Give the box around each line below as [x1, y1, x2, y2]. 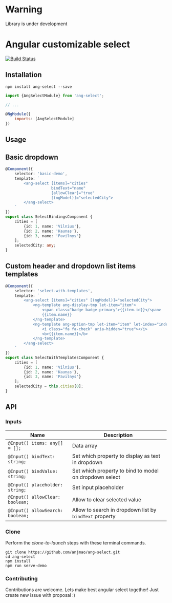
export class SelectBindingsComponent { [5, 214, 93, 219]
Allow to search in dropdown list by [72, 506, 157, 513]
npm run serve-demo [5, 563, 47, 568]
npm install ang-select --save [5, 84, 72, 89]
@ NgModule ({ [5, 111, 31, 117]
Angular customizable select [5, 39, 131, 50]
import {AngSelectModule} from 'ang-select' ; [5, 93, 104, 98]
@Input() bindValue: [8, 468, 58, 474]
